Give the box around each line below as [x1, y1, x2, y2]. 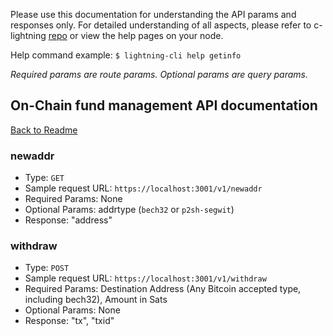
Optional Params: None [24, 304, 121, 316]
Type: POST [24, 262, 70, 274]
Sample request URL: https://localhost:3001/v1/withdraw [24, 272, 267, 284]
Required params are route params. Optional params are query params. [10, 69, 308, 80]
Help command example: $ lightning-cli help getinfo [10, 49, 242, 61]
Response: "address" [24, 214, 113, 226]
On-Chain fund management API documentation [10, 97, 318, 114]
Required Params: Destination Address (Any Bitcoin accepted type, [24, 283, 302, 295]
